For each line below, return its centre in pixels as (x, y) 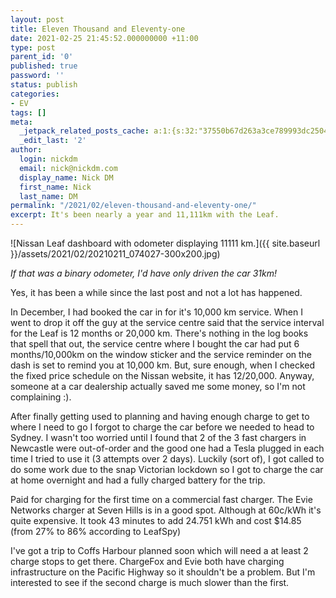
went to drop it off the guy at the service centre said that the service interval (167, 322)
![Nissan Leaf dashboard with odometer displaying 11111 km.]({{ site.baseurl (165, 243)
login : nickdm (48, 159)
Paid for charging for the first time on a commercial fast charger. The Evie (161, 499)
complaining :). (41, 397)
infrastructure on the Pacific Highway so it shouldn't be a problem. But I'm (163, 572)
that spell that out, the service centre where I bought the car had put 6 (155, 344)
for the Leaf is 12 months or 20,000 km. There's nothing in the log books (159, 333)
